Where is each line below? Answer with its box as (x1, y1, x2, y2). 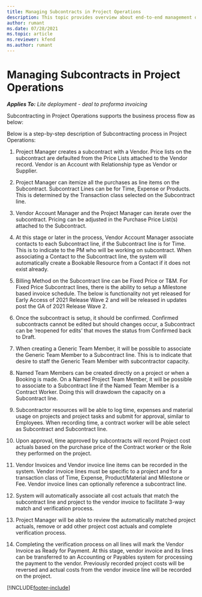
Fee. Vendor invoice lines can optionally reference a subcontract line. (15, 480, 187, 487)
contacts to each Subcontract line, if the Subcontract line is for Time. (15, 240, 186, 247)
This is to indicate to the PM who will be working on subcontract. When (15, 246, 192, 253)
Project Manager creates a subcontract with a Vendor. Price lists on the (15, 148, 192, 155)
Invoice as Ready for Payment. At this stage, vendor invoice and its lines (15, 547, 194, 554)
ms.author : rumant (7, 43, 53, 49)
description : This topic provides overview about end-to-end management (7, 14, 192, 20)
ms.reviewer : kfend (7, 37, 56, 43)
